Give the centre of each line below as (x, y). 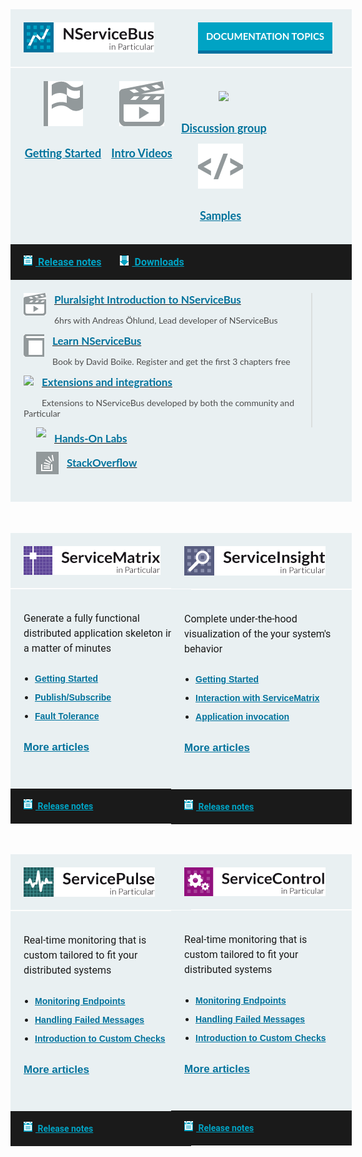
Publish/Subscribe (73, 697)
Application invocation (242, 717)
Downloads (159, 262)
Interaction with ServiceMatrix (257, 698)
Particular (42, 413)
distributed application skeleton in (98, 633)
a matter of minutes (67, 648)
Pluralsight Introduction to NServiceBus (148, 300)
